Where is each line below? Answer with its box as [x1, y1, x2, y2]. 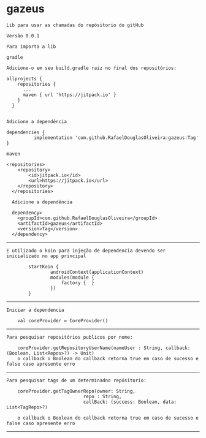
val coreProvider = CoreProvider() [17, 317, 109, 323]
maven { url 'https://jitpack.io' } [22, 91, 116, 98]
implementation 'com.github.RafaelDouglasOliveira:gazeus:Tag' [33, 134, 199, 141]
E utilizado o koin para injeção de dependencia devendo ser [6, 247, 166, 254]
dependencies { [6, 129, 45, 135]
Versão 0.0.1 [6, 32, 40, 39]
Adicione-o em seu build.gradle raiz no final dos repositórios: [6, 65, 177, 71]
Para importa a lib [6, 43, 56, 50]
